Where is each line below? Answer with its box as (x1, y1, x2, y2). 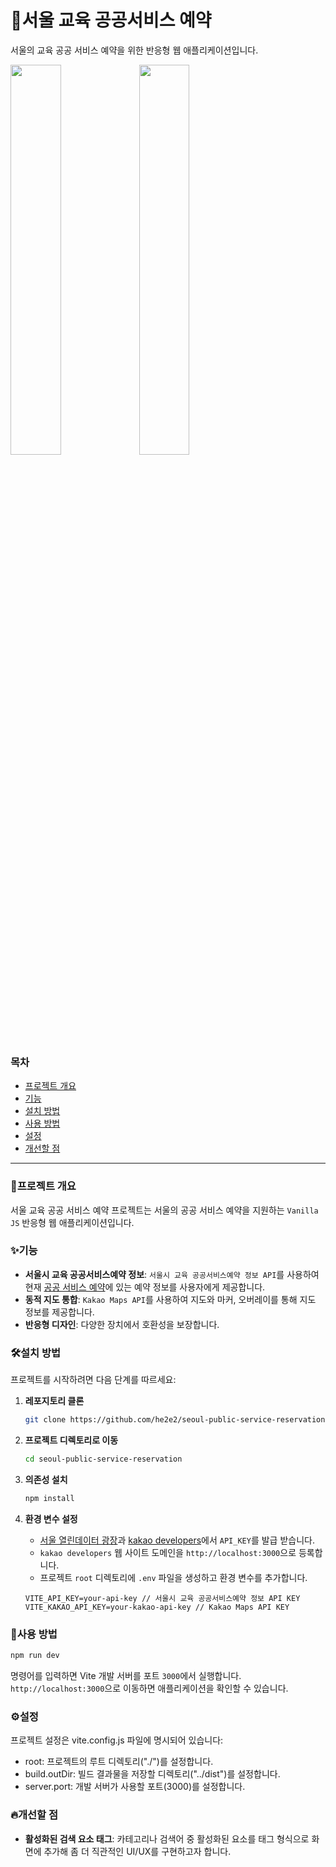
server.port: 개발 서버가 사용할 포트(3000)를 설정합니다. (24, 1781, 246, 1793)
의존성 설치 (24, 1473, 68, 1485)
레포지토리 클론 (24, 1395, 85, 1407)
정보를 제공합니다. (24, 1306, 95, 1318)
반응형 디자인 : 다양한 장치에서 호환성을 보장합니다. (24, 1318, 220, 1330)
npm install (24, 1493, 75, 1503)
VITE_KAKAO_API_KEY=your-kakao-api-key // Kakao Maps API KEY (24, 1602, 290, 1612)
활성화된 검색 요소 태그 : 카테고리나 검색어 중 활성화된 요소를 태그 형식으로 (24, 1832, 310, 1845)
